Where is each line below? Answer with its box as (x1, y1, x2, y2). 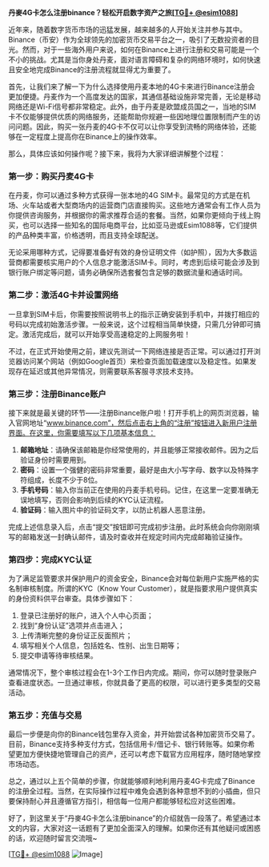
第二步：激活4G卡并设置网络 (8, 290, 118, 301)
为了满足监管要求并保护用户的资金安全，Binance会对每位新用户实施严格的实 (8, 574, 260, 584)
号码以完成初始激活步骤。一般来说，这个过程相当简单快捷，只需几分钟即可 (8, 319, 254, 329)
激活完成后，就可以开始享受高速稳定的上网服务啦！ (22, 329, 191, 339)
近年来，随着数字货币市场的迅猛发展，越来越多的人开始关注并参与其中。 (8, 25, 247, 34)
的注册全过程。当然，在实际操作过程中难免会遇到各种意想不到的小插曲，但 (8, 786, 254, 796)
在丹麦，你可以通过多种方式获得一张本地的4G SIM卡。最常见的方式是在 (8, 191, 243, 200)
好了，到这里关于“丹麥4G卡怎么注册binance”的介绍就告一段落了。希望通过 (8, 813, 255, 823)
